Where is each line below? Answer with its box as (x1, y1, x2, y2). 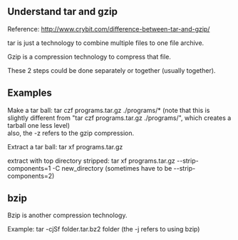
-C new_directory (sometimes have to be (52, 164, 172, 172)
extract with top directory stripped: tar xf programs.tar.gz (7, 156, 176, 165)
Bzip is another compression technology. (7, 211, 128, 220)
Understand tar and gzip (7, 6, 118, 18)
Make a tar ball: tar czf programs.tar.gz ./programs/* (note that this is (7, 106, 210, 114)
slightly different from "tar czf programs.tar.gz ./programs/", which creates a (7, 114, 232, 122)
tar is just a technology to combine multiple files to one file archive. (7, 39, 205, 47)
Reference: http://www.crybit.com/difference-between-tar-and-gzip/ (7, 24, 210, 33)
